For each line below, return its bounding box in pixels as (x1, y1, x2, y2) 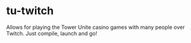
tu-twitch (6, 4, 54, 18)
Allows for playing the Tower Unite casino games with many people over (6, 24, 185, 31)
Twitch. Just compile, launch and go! (6, 29, 97, 37)
